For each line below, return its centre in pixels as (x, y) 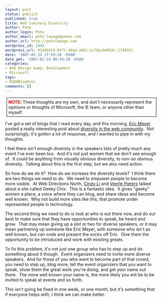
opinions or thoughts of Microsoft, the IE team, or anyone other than (76, 107)
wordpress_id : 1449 (25, 46)
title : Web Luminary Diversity (37, 23)
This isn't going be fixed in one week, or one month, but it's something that (80, 289)
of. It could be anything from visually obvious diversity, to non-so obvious (79, 159)
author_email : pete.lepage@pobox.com (43, 37)
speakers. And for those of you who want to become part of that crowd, (77, 259)
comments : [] (18, 86)
